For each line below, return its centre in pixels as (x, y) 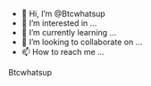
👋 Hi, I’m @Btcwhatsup (63, 14)
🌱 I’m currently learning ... (69, 32)
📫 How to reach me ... (63, 52)
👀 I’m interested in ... (59, 23)
